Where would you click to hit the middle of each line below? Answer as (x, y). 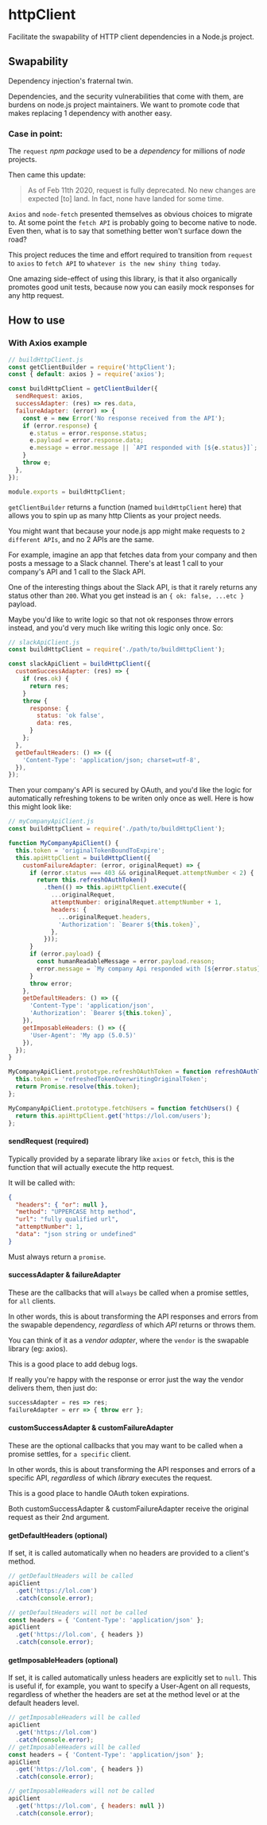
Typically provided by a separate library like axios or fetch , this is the (122, 1159)
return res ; (49, 686)
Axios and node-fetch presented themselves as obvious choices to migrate (130, 214)
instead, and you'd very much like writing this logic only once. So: (116, 628)
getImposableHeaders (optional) (63, 1660)
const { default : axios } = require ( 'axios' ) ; (87, 374)
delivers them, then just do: (53, 1388)
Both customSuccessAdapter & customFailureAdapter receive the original (128, 1509)
